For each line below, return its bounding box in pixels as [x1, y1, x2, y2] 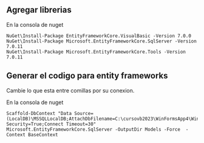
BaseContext [28, 131, 59, 138]
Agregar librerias [6, 5, 72, 15]
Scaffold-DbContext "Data [6, 110, 72, 116]
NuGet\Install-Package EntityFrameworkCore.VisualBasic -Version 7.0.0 [6, 33, 191, 39]
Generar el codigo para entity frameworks [6, 71, 168, 81]
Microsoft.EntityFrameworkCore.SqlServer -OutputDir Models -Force [6, 126, 181, 133]
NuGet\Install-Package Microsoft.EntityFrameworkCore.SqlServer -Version [6, 38, 197, 44]
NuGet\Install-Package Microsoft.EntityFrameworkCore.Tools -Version [6, 49, 186, 55]
